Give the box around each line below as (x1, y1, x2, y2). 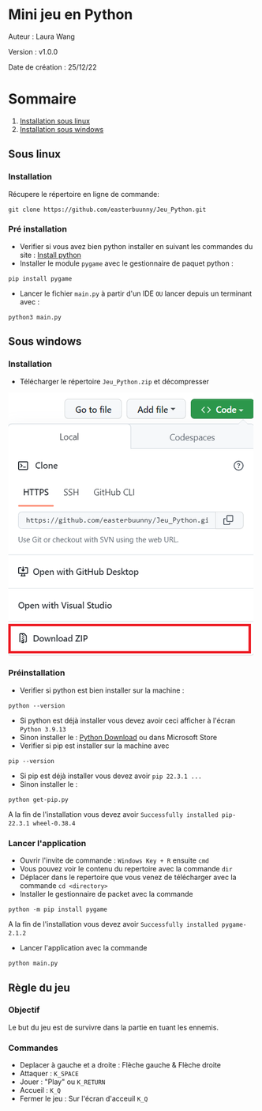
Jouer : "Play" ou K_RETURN (19, 1077, 106, 1086)
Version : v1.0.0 (8, 47, 58, 56)
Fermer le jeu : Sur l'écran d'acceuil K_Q (19, 1094, 148, 1104)
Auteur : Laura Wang (8, 32, 75, 41)
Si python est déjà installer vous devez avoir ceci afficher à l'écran (19, 716, 236, 725)
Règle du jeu (8, 981, 71, 994)
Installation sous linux (19, 116, 91, 126)
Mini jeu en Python (8, 6, 133, 24)
